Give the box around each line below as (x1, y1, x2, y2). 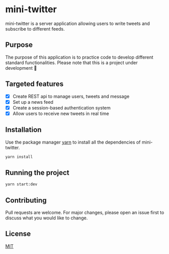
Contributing (5, 196, 47, 205)
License (5, 230, 31, 238)
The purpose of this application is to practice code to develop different (5, 54, 154, 60)
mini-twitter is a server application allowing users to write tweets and (5, 20, 150, 26)
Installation (5, 126, 42, 134)
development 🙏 (5, 65, 37, 71)
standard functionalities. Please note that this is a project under (5, 60, 138, 66)
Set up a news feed (12, 99, 53, 105)
